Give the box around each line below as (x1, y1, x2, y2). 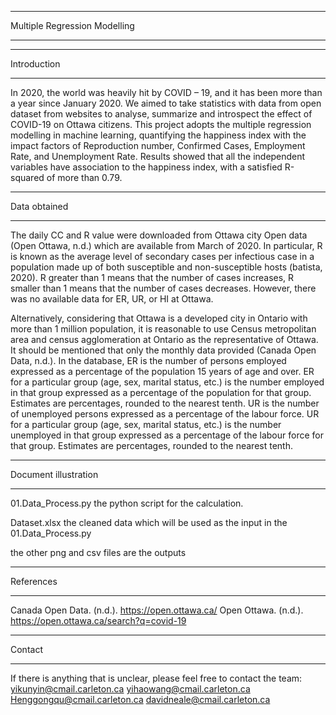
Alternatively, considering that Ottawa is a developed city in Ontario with (10, 312, 308, 324)
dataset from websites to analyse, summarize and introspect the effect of (10, 108, 313, 120)
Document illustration (10, 469, 99, 480)
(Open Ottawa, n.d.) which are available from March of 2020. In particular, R (10, 240, 323, 251)
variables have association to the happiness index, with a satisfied (10, 161, 283, 173)
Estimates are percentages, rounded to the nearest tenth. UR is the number (10, 397, 320, 409)
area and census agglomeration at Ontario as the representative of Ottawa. (10, 334, 319, 345)
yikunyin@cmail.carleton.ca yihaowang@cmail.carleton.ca (10, 683, 251, 695)
